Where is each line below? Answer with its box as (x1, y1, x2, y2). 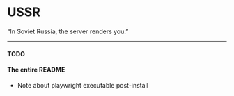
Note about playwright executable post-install (17, 81, 148, 89)
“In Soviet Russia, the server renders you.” (7, 27, 129, 35)
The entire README (7, 65, 65, 74)
